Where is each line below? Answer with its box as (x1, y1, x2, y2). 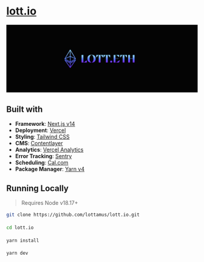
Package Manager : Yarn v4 (15, 165, 85, 173)
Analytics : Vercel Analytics (15, 146, 84, 153)
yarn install (6, 237, 39, 244)
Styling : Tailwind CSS (15, 133, 70, 140)
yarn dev (6, 250, 29, 257)
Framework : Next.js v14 (15, 120, 75, 128)
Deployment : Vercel (15, 126, 66, 134)
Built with (6, 105, 43, 114)
